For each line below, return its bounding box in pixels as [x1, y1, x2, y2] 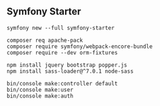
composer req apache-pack [6, 37, 83, 44]
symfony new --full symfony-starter [6, 24, 115, 31]
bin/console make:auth [6, 92, 74, 100]
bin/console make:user [6, 86, 74, 93]
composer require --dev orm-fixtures [6, 49, 118, 56]
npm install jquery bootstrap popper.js [6, 61, 128, 69]
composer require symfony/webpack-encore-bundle [6, 42, 153, 50]
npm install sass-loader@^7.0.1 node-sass [6, 67, 134, 75]
